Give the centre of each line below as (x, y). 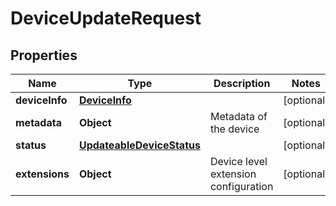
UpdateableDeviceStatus (139, 145)
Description (242, 83)
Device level (238, 161)
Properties (44, 55)
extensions (42, 174)
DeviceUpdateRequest (106, 18)
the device (234, 129)
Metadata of (238, 116)
